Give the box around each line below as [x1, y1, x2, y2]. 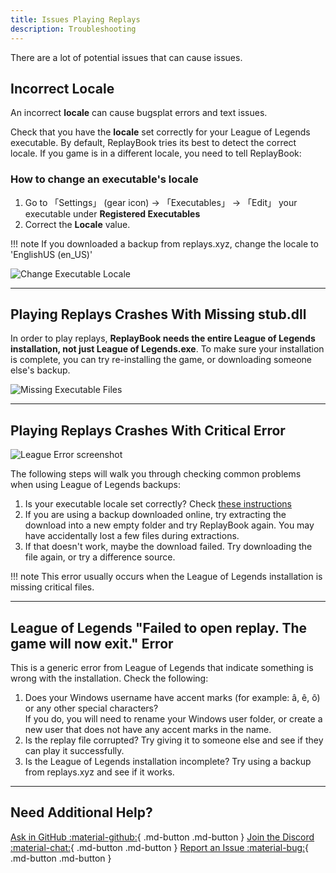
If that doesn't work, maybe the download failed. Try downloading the [24, 541, 313, 553]
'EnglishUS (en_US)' [10, 248, 93, 260]
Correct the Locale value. [24, 218, 131, 230]
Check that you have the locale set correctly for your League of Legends [10, 126, 311, 138]
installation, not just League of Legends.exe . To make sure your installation [10, 343, 325, 355]
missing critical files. [10, 581, 95, 593]
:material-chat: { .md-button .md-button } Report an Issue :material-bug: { [10, 841, 310, 853]
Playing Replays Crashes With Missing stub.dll [10, 306, 307, 323]
